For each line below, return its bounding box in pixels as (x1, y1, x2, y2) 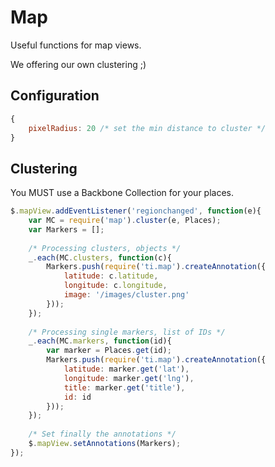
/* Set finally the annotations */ (28, 429, 177, 440)
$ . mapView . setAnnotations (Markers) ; (28, 439, 182, 449)
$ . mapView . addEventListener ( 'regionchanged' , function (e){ (10, 206, 262, 216)
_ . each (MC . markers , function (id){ (28, 336, 172, 346)
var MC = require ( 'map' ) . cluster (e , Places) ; (28, 216, 222, 226)
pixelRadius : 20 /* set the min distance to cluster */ (28, 123, 267, 133)
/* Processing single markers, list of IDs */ (28, 327, 226, 337)
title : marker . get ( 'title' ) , (63, 382, 186, 393)
